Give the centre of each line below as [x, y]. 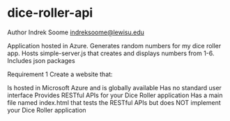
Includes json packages [41, 60]
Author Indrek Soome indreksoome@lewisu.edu [76, 32]
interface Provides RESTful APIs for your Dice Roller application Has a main [115, 95]
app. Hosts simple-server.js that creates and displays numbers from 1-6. [111, 53]
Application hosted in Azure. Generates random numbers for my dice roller [114, 45]
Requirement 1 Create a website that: [60, 74]
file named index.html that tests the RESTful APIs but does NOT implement [114, 102]
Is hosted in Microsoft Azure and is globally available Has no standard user [114, 87]
